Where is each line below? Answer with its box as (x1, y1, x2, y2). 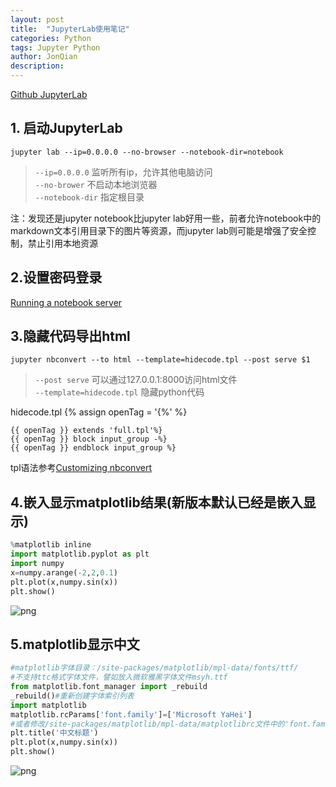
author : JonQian (10, 52, 78, 62)
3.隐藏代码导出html (10, 328, 131, 345)
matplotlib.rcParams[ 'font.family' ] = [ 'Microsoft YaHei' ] (10, 709, 253, 720)
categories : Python (10, 33, 92, 43)
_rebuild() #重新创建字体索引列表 (10, 691, 135, 701)
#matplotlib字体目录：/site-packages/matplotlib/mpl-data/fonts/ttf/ (10, 663, 299, 673)
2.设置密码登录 (10, 269, 103, 286)
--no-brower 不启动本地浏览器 (34, 178, 158, 190)
